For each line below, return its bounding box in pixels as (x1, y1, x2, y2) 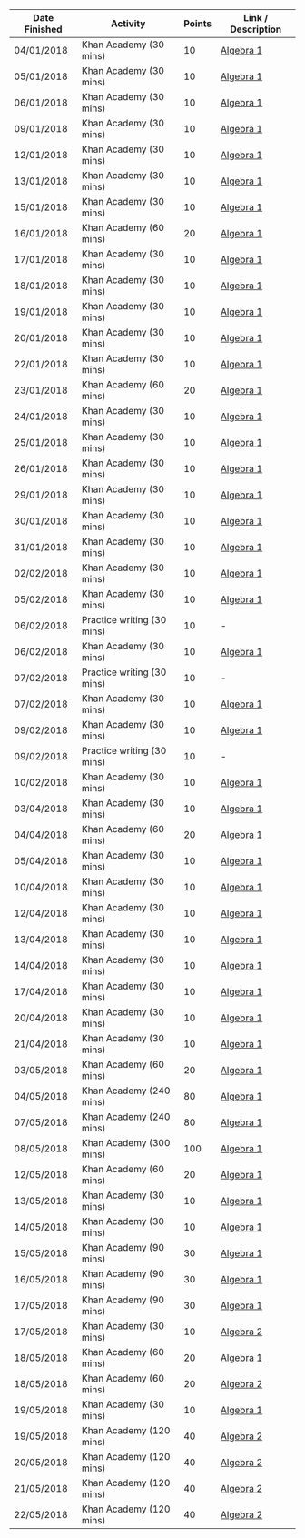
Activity (110, 17, 146, 30)
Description (230, 23, 282, 35)
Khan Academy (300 (81, 1137, 171, 1149)
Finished (24, 23, 63, 35)
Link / (243, 12, 269, 24)
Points (182, 17, 212, 30)
